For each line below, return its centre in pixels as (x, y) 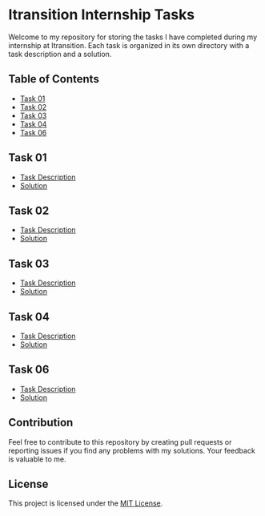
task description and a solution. (60, 54)
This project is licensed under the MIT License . (86, 503)
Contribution (41, 423)
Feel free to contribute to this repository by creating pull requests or (120, 441)
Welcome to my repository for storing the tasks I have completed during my (133, 37)
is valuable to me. (37, 459)
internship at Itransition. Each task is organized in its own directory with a (129, 45)
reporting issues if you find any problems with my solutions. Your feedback (132, 450)
